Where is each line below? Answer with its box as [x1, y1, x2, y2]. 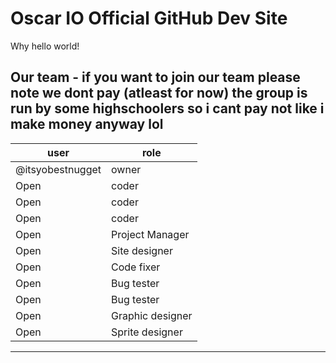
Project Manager [111, 227, 190, 241]
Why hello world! [10, 40, 80, 52]
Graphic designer [111, 308, 193, 322]
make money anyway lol [10, 116, 164, 133]
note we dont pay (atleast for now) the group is [10, 85, 308, 102]
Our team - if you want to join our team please [10, 69, 301, 86]
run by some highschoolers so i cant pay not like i [10, 100, 325, 117]
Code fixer [111, 260, 161, 274]
